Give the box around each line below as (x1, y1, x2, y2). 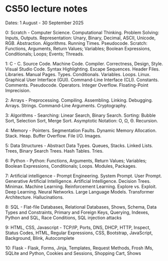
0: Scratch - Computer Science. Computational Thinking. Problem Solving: (5, 29, 159, 35)
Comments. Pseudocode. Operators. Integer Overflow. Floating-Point (5, 82, 148, 88)
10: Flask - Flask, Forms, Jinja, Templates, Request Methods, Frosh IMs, (5, 245, 153, 251)
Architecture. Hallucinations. (5, 194, 64, 200)
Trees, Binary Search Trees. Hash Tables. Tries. (5, 148, 104, 154)
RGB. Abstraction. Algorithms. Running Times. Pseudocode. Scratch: (5, 40, 147, 46)
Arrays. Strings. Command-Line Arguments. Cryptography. (5, 102, 127, 108)
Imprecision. (5, 87, 31, 93)
